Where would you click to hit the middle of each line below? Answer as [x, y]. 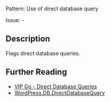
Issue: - [15, 20]
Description [28, 39]
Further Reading [36, 72]
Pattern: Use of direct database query [52, 9]
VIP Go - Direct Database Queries [55, 86]
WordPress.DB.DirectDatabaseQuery [59, 92]
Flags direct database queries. [43, 53]
